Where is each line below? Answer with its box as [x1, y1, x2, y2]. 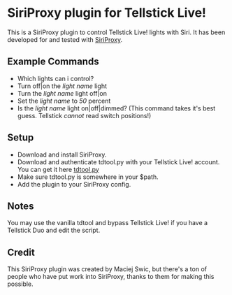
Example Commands [7, 56, 99, 68]
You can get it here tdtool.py [17, 165, 99, 173]
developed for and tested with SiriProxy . [7, 35, 123, 43]
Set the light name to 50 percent [17, 96, 111, 105]
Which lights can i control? [17, 74, 94, 82]
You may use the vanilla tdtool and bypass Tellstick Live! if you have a [7, 219, 208, 227]
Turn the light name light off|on [17, 89, 107, 97]
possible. [7, 280, 34, 288]
